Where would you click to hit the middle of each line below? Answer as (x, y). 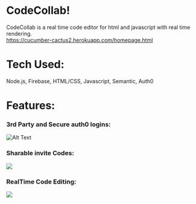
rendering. (19, 33)
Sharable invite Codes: (40, 153)
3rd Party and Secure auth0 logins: (58, 124)
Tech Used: (35, 65)
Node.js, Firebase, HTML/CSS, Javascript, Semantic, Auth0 (80, 81)
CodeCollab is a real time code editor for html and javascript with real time (98, 27)
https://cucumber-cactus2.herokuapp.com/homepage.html (80, 40)
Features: (31, 106)
